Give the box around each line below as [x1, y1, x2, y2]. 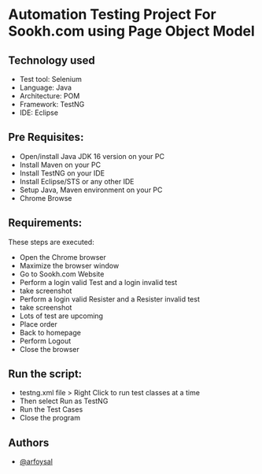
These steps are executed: [8, 237, 94, 246]
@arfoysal [19, 457, 54, 466]
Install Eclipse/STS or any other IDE [19, 176, 135, 186]
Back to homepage [19, 328, 81, 337]
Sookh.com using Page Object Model [8, 22, 256, 40]
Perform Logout [19, 336, 72, 346]
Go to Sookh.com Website [19, 269, 105, 279]
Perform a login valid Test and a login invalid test [19, 277, 178, 287]
